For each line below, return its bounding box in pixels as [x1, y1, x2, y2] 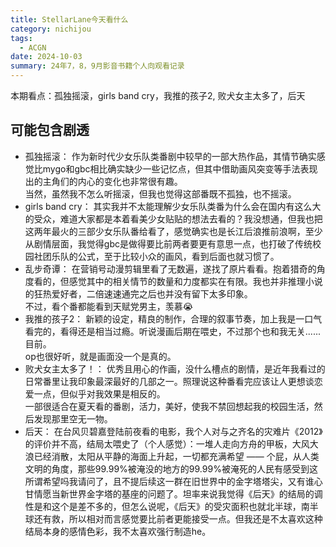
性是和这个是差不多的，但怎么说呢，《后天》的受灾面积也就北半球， [24, 500, 302, 512]
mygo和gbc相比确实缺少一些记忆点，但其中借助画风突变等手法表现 [42, 162, 318, 175]
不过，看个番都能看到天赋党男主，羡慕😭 [24, 300, 194, 312]
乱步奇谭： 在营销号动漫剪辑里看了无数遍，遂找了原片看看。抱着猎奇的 [24, 262, 317, 275]
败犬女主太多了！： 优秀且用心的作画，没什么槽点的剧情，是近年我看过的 [24, 362, 326, 375]
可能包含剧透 [10, 122, 90, 139]
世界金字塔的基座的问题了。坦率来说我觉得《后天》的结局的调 [68, 487, 323, 500]
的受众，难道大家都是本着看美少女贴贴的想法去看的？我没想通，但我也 [24, 212, 315, 225]
